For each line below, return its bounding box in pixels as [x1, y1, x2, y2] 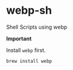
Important [6, 35, 32, 42]
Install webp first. [6, 46, 46, 54]
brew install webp [6, 58, 52, 64]
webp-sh [6, 4, 52, 17]
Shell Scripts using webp [6, 23, 68, 31]
